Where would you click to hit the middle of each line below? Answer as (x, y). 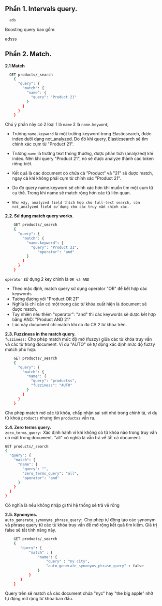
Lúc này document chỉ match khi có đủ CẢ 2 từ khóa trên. (69, 324)
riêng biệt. (22, 164)
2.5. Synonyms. (21, 515)
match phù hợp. (21, 349)
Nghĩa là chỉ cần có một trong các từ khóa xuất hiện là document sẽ (79, 304)
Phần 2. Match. (28, 54)
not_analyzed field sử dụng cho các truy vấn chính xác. (71, 207)
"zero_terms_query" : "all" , (51, 473)
